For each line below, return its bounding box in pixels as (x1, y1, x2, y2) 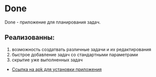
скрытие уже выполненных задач (11, 57, 83, 63)
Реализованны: (4, 33, 55, 42)
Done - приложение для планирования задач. (4, 19, 101, 25)
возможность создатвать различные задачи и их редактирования (11, 46, 152, 52)
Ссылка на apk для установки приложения (11, 66, 102, 72)
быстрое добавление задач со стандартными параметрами (11, 51, 138, 57)
